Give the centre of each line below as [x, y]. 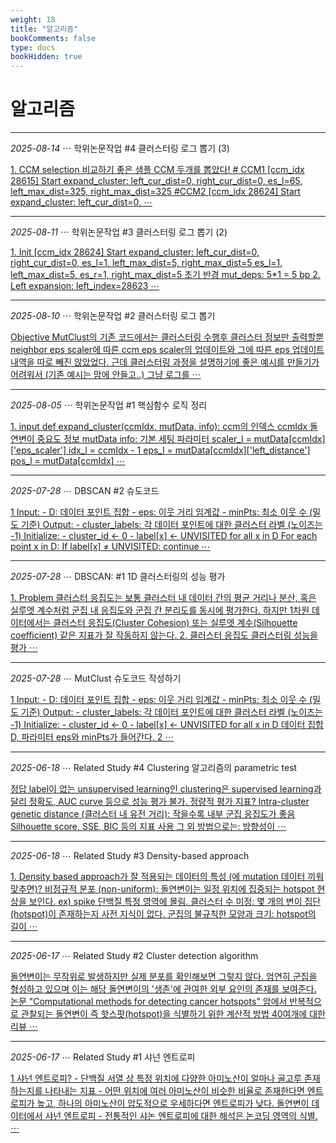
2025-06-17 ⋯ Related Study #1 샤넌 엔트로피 [103, 1057]
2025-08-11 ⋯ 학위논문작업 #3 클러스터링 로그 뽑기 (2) [119, 232]
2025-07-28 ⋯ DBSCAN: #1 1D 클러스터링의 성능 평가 [118, 577]
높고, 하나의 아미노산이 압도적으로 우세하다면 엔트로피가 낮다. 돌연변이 [173, 1103]
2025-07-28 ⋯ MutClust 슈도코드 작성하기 [96, 678]
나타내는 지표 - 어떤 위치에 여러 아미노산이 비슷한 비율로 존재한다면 [174, 1091]
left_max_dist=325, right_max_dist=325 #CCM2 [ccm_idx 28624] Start [155, 192]
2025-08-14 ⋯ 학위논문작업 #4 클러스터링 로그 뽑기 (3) [120, 148]
